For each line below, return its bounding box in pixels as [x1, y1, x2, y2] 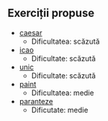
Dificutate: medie [31, 105, 89, 115]
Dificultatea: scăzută [31, 36, 100, 46]
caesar [19, 27, 43, 37]
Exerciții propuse [7, 6, 94, 20]
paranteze [19, 96, 53, 106]
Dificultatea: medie [31, 88, 94, 98]
